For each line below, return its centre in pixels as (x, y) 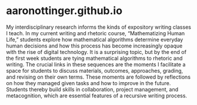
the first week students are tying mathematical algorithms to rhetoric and (94, 58)
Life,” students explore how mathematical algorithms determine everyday (95, 39)
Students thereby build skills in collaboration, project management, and (92, 89)
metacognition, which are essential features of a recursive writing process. (96, 96)
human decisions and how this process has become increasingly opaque (94, 46)
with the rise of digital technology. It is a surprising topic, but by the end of (96, 52)
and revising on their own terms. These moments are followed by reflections (98, 77)
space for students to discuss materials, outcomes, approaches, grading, (95, 70)
